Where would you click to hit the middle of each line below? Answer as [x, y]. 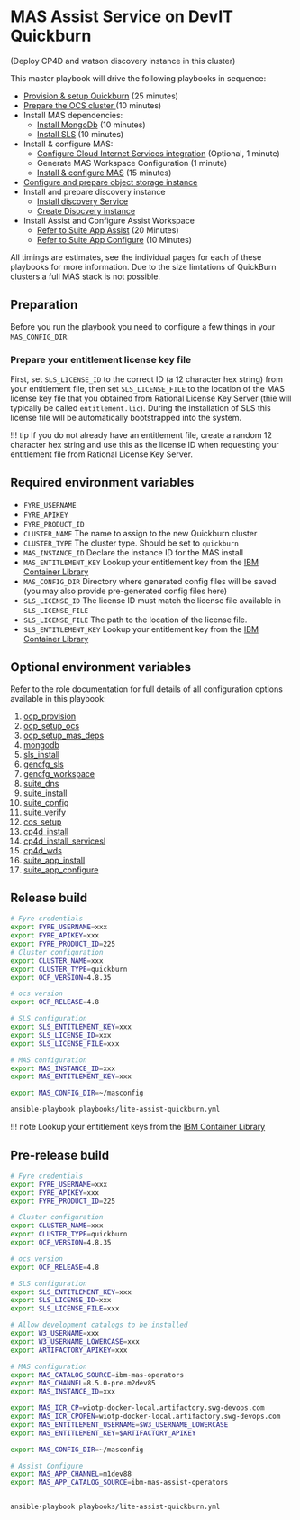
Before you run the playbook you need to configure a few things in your [143, 326]
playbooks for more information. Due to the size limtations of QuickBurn [144, 266]
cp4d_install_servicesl [64, 841]
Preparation [44, 305]
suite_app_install [54, 860]
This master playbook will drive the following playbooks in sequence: [138, 78]
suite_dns [41, 783]
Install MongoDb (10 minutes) [91, 125]
